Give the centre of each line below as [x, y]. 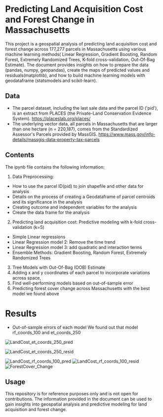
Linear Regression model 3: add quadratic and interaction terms [77, 247]
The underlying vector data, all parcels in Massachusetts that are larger [85, 124]
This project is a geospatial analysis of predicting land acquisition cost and [81, 43]
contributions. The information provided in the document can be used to [79, 399]
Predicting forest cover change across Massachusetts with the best [81, 288]
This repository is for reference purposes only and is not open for [72, 394]
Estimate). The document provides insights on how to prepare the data [77, 65]
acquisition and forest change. [36, 410]
